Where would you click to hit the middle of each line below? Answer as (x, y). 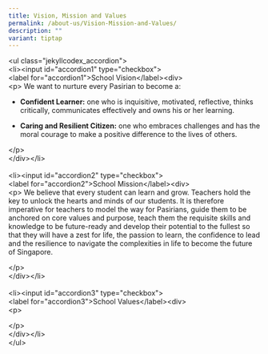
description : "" (35, 30)
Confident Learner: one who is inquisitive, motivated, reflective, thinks (136, 102)
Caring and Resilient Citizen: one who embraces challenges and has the (140, 126)
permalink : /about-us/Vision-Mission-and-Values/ (93, 23)
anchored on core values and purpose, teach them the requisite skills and (129, 218)
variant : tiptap (35, 38)
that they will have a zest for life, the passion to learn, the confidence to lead (134, 235)
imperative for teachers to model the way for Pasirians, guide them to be (128, 210)
